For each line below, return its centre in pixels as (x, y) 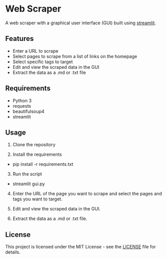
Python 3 (22, 100)
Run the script (27, 174)
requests (22, 106)
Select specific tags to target (43, 62)
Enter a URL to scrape (35, 51)
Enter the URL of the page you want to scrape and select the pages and (87, 194)
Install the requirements (37, 154)
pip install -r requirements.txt (43, 164)
